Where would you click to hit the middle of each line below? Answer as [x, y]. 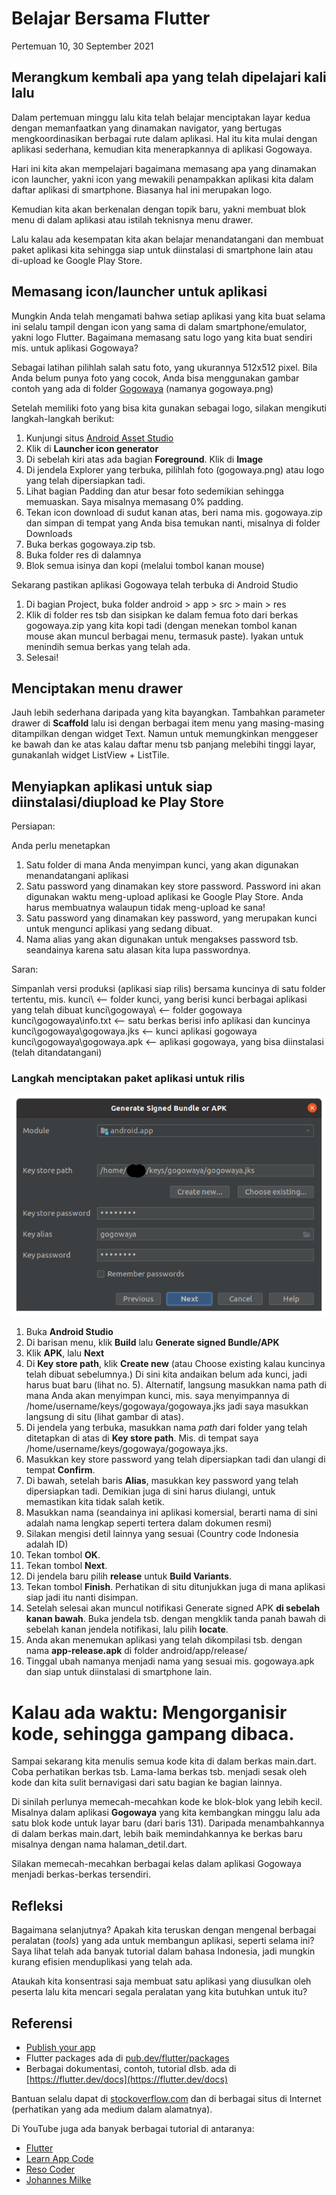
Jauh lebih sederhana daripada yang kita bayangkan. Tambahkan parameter [168, 713]
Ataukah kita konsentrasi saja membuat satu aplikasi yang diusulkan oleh [161, 1981]
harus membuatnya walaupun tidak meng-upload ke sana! [145, 908]
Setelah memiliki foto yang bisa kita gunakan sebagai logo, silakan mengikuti [169, 408]
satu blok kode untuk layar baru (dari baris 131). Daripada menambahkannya [168, 1823]
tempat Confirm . [60, 1470]
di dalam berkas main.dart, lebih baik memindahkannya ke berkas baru [157, 1834]
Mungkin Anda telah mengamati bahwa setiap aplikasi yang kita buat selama [168, 316]
